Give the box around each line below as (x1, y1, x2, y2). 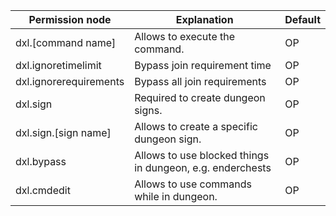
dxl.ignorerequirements (15, 75, 125, 88)
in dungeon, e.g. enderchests (134, 161, 272, 174)
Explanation (175, 13, 234, 26)
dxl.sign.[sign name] (15, 126, 112, 139)
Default (284, 13, 321, 26)
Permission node (28, 13, 112, 26)
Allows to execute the (134, 30, 236, 43)
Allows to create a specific (134, 120, 258, 133)
